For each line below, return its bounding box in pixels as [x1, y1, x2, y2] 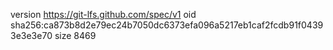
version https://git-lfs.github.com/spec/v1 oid [10, 9, 197, 20]
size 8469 [54, 30, 97, 41]
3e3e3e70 [10, 30, 53, 41]
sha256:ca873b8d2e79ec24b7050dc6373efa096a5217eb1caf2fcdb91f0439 [10, 19, 324, 31]
